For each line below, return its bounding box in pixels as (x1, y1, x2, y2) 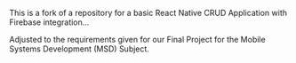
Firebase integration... (9, 17, 90, 28)
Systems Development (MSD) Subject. (9, 43, 149, 54)
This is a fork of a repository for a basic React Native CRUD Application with (9, 8, 287, 18)
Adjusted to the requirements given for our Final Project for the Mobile (9, 35, 266, 44)
